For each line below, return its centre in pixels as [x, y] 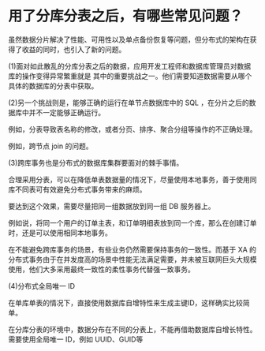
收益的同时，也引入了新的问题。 [74, 49]
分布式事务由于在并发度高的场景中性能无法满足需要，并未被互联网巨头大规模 [132, 259]
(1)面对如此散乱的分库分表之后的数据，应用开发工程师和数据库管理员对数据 [129, 66]
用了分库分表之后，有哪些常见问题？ [126, 16]
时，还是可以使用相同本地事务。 [60, 233]
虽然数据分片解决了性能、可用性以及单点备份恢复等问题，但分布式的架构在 [129, 39]
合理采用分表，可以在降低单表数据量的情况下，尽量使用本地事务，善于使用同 [132, 179]
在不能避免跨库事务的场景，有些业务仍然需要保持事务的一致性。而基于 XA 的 [132, 249]
